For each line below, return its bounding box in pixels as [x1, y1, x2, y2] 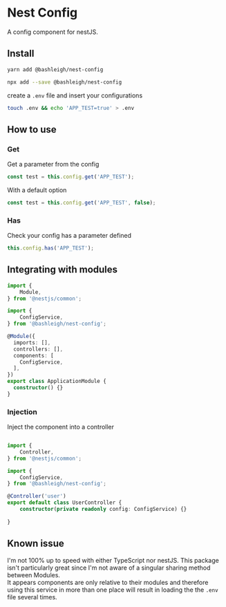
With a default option [7, 185, 67, 194]
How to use [7, 123, 57, 136]
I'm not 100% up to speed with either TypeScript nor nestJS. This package [7, 556, 219, 564]
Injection [7, 407, 38, 416]
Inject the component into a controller [7, 423, 115, 431]
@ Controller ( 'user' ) [7, 493, 67, 500]
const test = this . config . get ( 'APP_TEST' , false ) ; [7, 199, 156, 206]
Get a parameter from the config [7, 160, 100, 169]
